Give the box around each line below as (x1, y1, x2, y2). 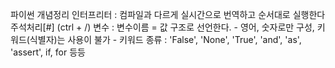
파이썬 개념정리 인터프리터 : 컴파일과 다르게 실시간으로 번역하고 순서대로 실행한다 (10, 9, 326, 20)
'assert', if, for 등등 (10, 46, 86, 58)
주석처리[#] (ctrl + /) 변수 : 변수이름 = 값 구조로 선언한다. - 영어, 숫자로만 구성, (10, 21, 315, 33)
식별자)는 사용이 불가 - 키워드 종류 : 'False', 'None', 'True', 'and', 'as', (29, 34, 302, 45)
